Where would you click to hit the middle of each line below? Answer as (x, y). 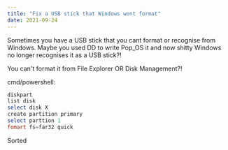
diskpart (20, 95)
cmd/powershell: (31, 82)
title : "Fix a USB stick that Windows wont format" (84, 14)
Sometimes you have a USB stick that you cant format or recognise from (111, 40)
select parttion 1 (34, 121)
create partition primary (45, 114)
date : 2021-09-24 (33, 20)
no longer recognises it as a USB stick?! (64, 55)
